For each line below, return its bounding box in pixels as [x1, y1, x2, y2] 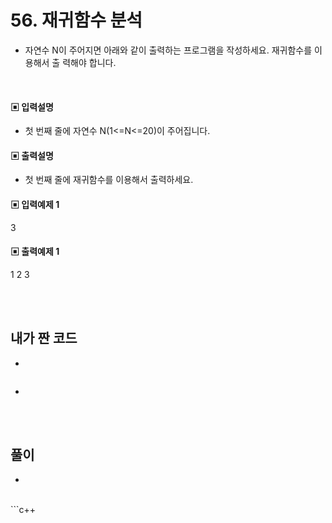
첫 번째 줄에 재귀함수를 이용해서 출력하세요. [24, 174, 194, 186]
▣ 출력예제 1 [10, 246, 60, 258]
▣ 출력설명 [10, 149, 54, 161]
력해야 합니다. [62, 56, 117, 68]
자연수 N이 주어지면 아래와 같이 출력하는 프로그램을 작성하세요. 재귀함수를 [24, 44, 313, 56]
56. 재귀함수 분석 [10, 9, 143, 32]
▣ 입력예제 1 [10, 198, 60, 210]
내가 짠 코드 [10, 330, 78, 347]
